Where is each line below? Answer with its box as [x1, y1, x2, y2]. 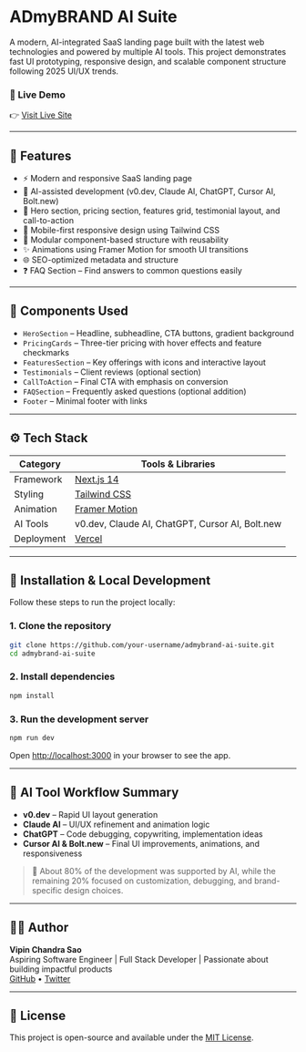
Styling [14, 488, 44, 500]
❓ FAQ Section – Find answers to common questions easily [22, 265, 243, 276]
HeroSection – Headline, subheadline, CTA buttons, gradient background [22, 327, 294, 338]
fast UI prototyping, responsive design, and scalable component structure [9, 56, 287, 67]
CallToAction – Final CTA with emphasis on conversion [22, 376, 229, 387]
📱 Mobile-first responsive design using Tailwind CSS [22, 225, 220, 236]
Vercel [74, 531, 103, 544]
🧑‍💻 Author [9, 920, 69, 935]
